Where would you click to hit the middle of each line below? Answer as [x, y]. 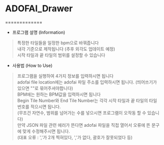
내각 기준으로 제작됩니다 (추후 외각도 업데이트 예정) [66, 49]
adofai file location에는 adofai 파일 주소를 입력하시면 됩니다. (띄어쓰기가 [87, 82]
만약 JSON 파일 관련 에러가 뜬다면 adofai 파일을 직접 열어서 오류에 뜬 [84, 125]
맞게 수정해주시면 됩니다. [46, 131]
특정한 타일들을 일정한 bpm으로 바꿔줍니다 [58, 43]
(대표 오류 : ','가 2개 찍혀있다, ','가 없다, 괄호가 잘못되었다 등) [75, 137]
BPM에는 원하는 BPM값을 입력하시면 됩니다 [59, 94]
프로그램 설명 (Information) [39, 32]
